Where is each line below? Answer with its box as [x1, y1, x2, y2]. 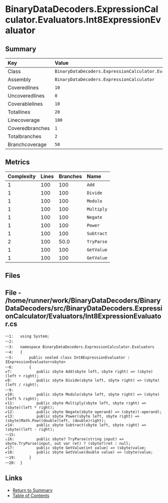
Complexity [7, 172, 36, 179]
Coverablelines [7, 100, 43, 107]
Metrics [5, 158, 30, 166]
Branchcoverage [7, 141, 47, 148]
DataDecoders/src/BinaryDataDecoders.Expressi [5, 304, 162, 312]
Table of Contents [12, 492, 49, 498]
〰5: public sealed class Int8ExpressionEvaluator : [5, 355, 130, 360]
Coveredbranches [7, 125, 50, 131]
